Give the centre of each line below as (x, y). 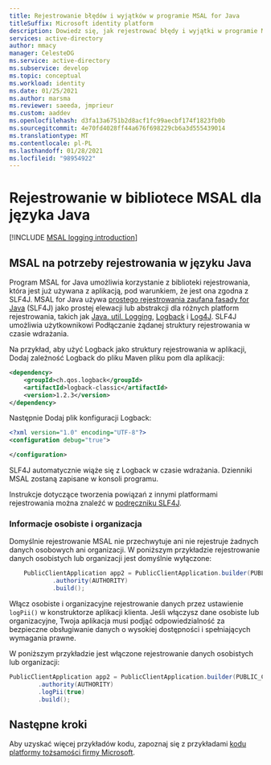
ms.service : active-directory (60, 61)
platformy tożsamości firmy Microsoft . (72, 753)
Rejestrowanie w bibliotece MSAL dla (135, 198)
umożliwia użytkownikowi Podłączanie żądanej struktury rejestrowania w (129, 325)
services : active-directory (56, 38)
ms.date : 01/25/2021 (44, 91)
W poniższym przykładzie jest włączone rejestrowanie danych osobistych (131, 653)
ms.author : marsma (40, 98)
